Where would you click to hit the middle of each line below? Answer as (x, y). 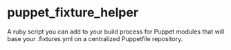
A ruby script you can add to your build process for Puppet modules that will (116, 32)
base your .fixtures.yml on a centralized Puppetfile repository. (95, 38)
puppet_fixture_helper (73, 13)
